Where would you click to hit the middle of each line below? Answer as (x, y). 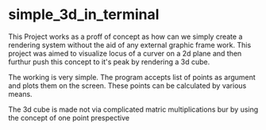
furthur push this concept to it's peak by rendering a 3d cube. (109, 62)
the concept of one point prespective (69, 117)
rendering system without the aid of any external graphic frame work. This (130, 44)
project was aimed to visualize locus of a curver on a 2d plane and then (125, 53)
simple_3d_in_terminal (84, 15)
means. (21, 94)
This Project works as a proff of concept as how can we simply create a (125, 36)
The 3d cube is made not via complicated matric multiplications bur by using (133, 109)
